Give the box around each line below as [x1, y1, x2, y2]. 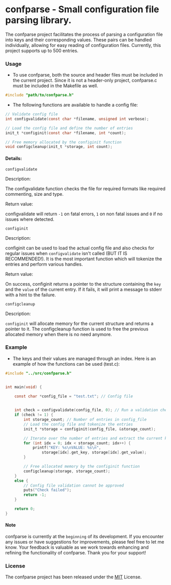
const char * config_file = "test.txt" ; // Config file [14, 394, 133, 399]
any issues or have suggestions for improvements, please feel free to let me [5, 539, 164, 545]
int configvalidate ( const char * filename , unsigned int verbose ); [5, 116, 149, 121]
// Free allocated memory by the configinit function [23, 464, 140, 469]
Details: [5, 155, 22, 161]
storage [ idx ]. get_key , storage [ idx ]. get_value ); [41, 450, 147, 455]
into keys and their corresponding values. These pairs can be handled [5, 37, 152, 43]
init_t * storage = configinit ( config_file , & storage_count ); [23, 426, 156, 431]
